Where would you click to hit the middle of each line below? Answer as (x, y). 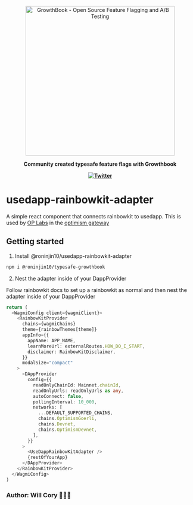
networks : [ (47, 407)
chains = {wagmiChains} (49, 324)
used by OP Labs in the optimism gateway (58, 223)
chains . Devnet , (57, 424)
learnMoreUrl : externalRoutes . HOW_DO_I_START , (86, 346)
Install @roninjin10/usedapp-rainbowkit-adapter (73, 256)
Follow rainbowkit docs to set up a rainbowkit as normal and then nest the (97, 290)
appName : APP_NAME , (52, 340)
